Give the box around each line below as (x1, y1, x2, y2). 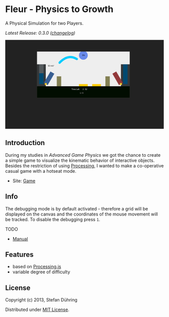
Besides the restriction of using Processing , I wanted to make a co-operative (5, 162, 164, 169)
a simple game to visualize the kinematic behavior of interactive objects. (5, 157, 155, 163)
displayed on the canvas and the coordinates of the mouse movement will (5, 211, 158, 217)
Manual (12, 236, 29, 242)
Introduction (5, 139, 45, 147)
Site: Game (12, 177, 36, 184)
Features (5, 250, 34, 259)
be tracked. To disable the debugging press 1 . (5, 216, 101, 222)
